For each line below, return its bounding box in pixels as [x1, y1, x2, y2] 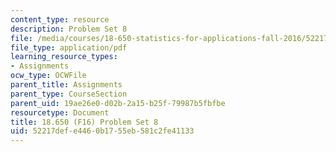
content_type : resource [10, 14, 110, 25]
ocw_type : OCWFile [10, 71, 87, 81]
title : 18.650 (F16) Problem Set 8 [10, 117, 159, 127]
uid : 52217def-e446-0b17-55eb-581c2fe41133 [10, 126, 195, 136]
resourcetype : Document [10, 107, 110, 118]
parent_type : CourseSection [10, 89, 128, 99]
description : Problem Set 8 [10, 24, 128, 34]
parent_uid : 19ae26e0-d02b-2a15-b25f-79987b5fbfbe [10, 98, 226, 108]
